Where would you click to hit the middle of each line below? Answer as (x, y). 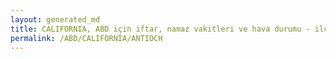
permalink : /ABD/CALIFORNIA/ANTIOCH (86, 38)
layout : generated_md (55, 19)
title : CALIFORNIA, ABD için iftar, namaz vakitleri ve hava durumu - (160, 29)
